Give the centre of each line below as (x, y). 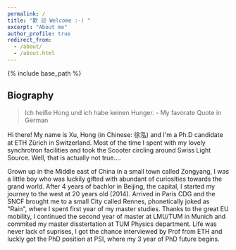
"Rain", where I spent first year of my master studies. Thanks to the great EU (118, 208)
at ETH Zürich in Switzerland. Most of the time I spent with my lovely (106, 143)
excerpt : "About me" (38, 27)
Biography (31, 96)
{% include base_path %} (44, 73)
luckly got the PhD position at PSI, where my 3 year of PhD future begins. (113, 239)
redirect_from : (30, 40)
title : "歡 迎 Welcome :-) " (49, 20)
